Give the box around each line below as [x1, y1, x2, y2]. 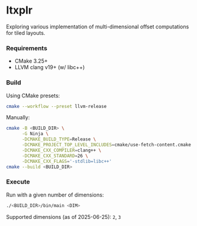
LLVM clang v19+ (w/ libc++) [14, 64, 85, 71]
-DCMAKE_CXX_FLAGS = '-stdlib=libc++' [21, 158, 112, 164]
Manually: [6, 114, 30, 121]
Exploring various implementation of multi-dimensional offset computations [6, 23, 189, 30]
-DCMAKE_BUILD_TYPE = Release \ [21, 136, 96, 142]
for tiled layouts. [6, 29, 45, 36]
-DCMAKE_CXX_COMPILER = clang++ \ [21, 147, 101, 153]
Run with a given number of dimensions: [6, 191, 104, 198]
